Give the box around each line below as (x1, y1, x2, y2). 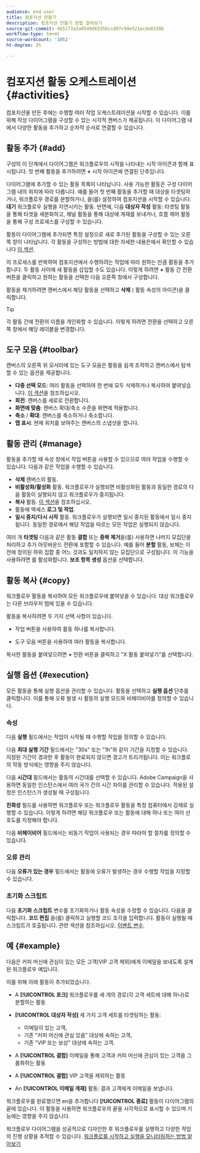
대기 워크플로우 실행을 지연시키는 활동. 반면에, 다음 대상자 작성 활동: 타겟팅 (6, 203, 180, 210)
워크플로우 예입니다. (12, 965, 59, 973)
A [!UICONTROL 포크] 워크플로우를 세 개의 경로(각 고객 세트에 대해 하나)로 (14, 991, 190, 998)
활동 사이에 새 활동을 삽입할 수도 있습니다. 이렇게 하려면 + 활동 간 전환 (29, 266, 192, 273)
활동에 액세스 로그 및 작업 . (14, 506, 76, 513)
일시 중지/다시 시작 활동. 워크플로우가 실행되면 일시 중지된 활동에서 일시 (14, 513, 181, 520)
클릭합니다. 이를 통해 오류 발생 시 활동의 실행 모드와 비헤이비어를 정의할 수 (6, 694, 178, 702)
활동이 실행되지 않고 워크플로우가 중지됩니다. (21, 491, 125, 498)
